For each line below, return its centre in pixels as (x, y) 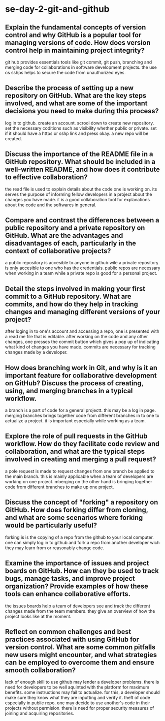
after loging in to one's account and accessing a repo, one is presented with (82, 331)
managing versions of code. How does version (78, 43)
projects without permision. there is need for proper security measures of (80, 708)
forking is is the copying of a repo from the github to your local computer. (80, 537)
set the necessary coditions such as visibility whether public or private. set (81, 128)
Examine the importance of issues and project (77, 563)
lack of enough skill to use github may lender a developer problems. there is (82, 682)
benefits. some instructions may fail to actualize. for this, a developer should (82, 692)
